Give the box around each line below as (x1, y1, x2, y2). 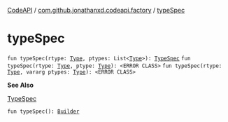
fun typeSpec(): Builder (7, 108, 80, 115)
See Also (7, 81, 34, 89)
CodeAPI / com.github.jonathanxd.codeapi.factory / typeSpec (7, 6, 185, 14)
